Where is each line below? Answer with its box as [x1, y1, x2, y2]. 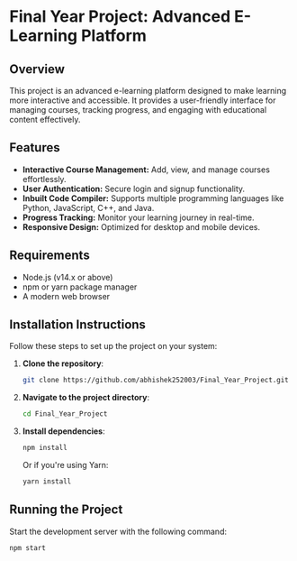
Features [9, 140, 60, 155]
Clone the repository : [22, 358, 104, 369]
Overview [9, 61, 66, 77]
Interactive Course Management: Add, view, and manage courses [22, 164, 270, 175]
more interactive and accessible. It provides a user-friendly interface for [9, 95, 276, 106]
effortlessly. [22, 173, 67, 184]
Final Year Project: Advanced [9, 6, 231, 27]
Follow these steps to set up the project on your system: [9, 341, 218, 352]
